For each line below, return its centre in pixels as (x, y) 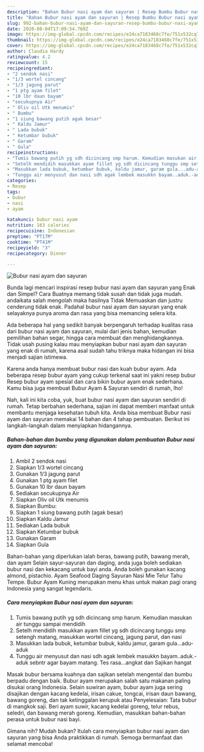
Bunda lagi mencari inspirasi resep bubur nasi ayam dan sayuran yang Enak (101, 287)
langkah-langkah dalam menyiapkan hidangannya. (70, 426)
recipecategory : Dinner (37, 253)
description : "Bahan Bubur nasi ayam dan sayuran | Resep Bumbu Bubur (98, 12)
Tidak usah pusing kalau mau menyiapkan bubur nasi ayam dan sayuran (97, 344)
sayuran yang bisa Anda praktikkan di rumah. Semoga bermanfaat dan (95, 737)
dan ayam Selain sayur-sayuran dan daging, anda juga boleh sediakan (94, 563)
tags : (14, 192)
